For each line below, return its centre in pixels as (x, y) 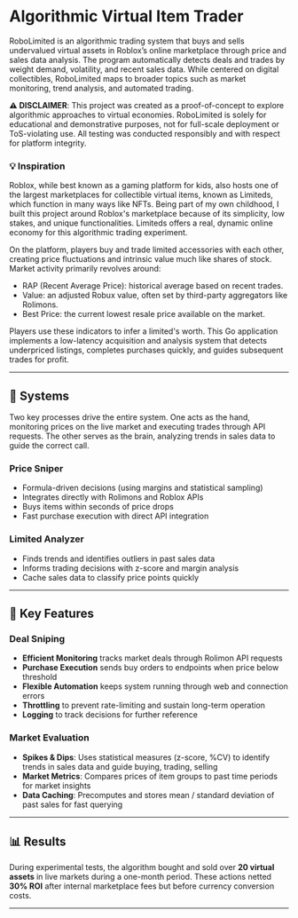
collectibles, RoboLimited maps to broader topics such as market (128, 78)
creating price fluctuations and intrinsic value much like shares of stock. (141, 259)
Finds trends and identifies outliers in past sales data (118, 558)
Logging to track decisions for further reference (110, 715)
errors (33, 696)
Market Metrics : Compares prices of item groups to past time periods (149, 776)
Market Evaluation (50, 738)
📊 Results (38, 842)
